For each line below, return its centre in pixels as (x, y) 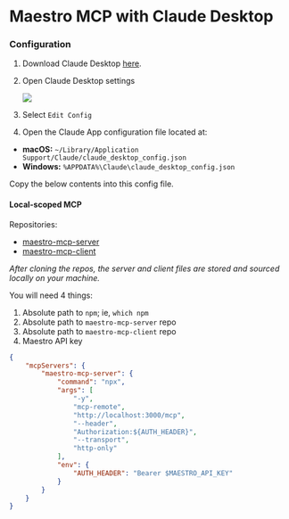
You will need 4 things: (51, 295)
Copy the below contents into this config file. (91, 184)
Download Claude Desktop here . (82, 63)
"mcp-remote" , (99, 407)
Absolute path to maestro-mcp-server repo (99, 322)
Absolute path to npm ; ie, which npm (85, 312)
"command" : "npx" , (91, 382)
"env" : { (73, 465)
